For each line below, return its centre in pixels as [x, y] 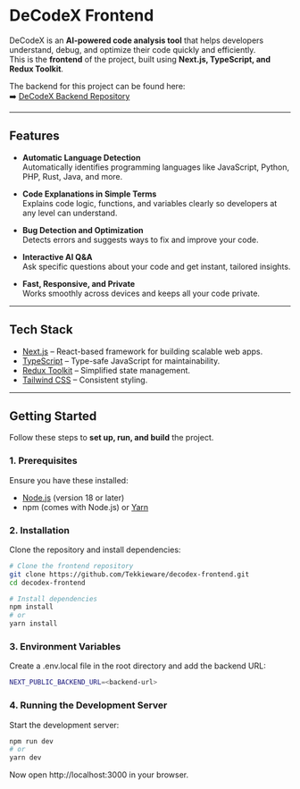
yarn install [33, 624]
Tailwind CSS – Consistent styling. [85, 380]
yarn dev [25, 758]
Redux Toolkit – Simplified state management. [106, 370]
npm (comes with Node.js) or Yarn [85, 507]
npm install [31, 607]
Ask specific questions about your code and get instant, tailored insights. [156, 266]
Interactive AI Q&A [57, 256]
